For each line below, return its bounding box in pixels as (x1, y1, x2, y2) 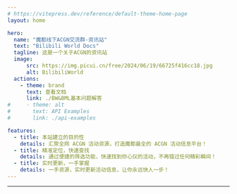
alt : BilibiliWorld (25, 68, 83, 76)
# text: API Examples (7, 108, 90, 115)
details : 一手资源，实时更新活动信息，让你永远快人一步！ (20, 167, 169, 174)
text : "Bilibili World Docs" (13, 43, 99, 50)
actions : (13, 75, 39, 82)
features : (7, 127, 37, 134)
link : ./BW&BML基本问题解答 (25, 95, 102, 102)
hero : (7, 30, 23, 37)
